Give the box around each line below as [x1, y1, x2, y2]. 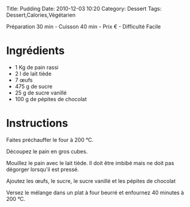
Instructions [6, 117, 68, 130]
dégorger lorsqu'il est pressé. [6, 166, 79, 173]
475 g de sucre [14, 83, 53, 90]
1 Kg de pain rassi [14, 63, 59, 71]
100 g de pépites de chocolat [14, 95, 87, 102]
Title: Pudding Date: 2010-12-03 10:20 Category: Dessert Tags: [6, 5, 162, 12]
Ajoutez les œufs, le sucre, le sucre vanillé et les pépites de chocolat [6, 177, 176, 184]
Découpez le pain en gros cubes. [6, 148, 88, 155]
